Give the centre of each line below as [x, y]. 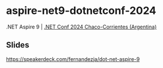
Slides [18, 45]
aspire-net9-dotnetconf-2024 [81, 11]
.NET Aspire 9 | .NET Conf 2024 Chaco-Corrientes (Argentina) [81, 27]
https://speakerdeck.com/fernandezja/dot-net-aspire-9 [73, 59]
